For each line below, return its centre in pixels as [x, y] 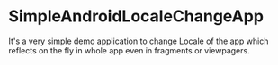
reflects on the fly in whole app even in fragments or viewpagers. [129, 50]
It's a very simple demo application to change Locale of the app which [139, 41]
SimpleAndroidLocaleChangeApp [136, 16]
